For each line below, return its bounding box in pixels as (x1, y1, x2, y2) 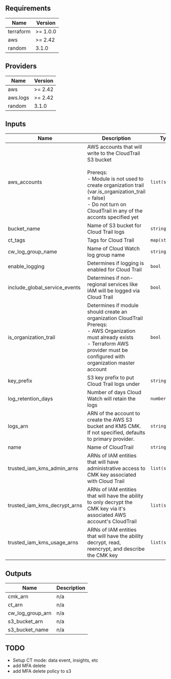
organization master (87, 359, 135, 367)
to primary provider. (87, 436, 135, 443)
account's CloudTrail (87, 518, 137, 525)
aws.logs (8, 94, 30, 101)
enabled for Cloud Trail (87, 266, 142, 273)
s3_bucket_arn (8, 618, 43, 625)
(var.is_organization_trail (87, 188, 146, 195)
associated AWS (87, 511, 126, 518)
